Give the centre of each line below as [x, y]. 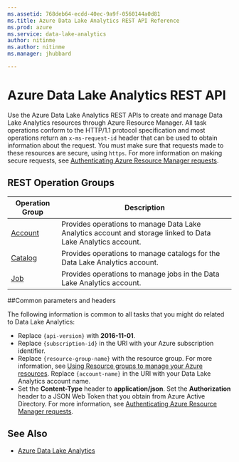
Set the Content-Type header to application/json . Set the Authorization [124, 389]
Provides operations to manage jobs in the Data [140, 274]
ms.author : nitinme [36, 47]
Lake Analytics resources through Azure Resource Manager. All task [107, 123]
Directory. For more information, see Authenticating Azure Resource [117, 404]
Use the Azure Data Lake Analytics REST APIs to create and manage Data [115, 115]
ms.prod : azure [30, 27]
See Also [27, 434]
